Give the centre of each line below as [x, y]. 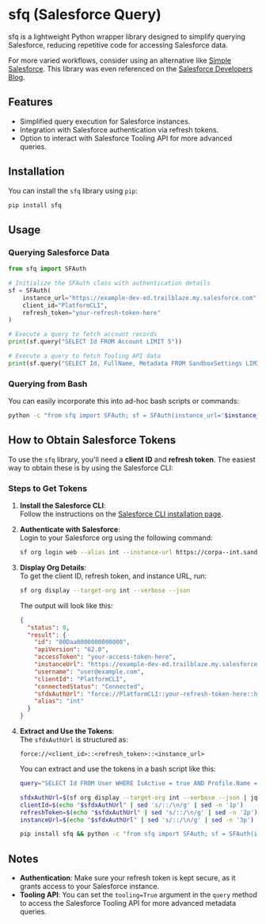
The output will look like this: [66, 605]
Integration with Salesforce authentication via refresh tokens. [119, 129]
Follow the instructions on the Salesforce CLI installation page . [121, 514]
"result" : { [47, 635]
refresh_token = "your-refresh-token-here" [91, 312]
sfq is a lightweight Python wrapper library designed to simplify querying [127, 36]
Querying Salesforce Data [59, 252]
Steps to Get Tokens [48, 488]
